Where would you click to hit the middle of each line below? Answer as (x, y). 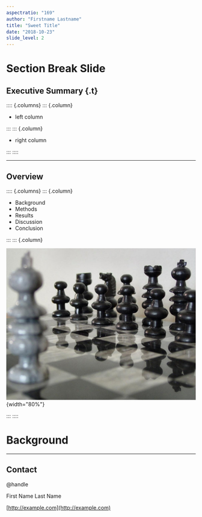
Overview (25, 177)
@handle (17, 484)
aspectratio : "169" (31, 13)
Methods (26, 209)
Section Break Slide (56, 69)
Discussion (29, 221)
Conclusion (29, 228)
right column (31, 140)
